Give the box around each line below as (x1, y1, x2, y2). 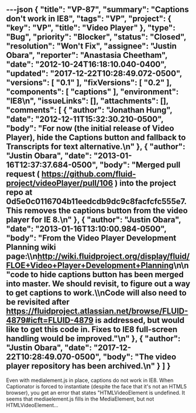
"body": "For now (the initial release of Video (6, 123, 174, 133)
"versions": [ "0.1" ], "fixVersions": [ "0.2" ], (6, 78, 172, 88)
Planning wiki (6, 242, 57, 252)
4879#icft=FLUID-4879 (6, 315, 94, 325)
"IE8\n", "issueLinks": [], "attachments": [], (6, 96, 169, 106)
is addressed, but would (95, 315, 185, 325)
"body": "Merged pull (99, 160, 181, 170)
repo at (6, 187, 33, 198)
